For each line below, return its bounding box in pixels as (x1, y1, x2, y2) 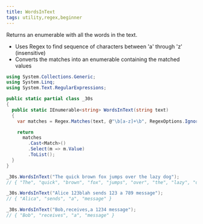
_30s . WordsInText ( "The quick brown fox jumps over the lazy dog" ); (6, 173, 180, 180)
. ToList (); (28, 152, 56, 158)
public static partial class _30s (6, 96, 94, 102)
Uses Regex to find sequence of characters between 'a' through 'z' (14, 43, 183, 50)
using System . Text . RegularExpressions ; (6, 85, 107, 91)
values (14, 62, 32, 69)
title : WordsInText (6, 8, 56, 15)
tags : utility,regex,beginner (6, 14, 83, 21)
